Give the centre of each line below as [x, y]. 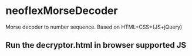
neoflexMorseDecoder [62, 11]
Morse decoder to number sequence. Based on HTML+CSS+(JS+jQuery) [94, 27]
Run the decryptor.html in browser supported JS [96, 45]
